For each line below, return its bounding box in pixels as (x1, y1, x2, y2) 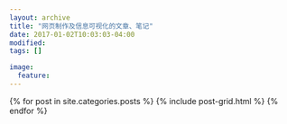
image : (9, 63, 34, 72)
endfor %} (9, 105, 48, 116)
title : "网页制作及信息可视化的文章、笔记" (9, 22, 153, 31)
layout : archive (9, 13, 70, 22)
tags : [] (9, 47, 42, 56)
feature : (17, 71, 51, 81)
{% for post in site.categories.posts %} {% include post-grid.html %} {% (9, 95, 279, 106)
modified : (9, 38, 47, 48)
